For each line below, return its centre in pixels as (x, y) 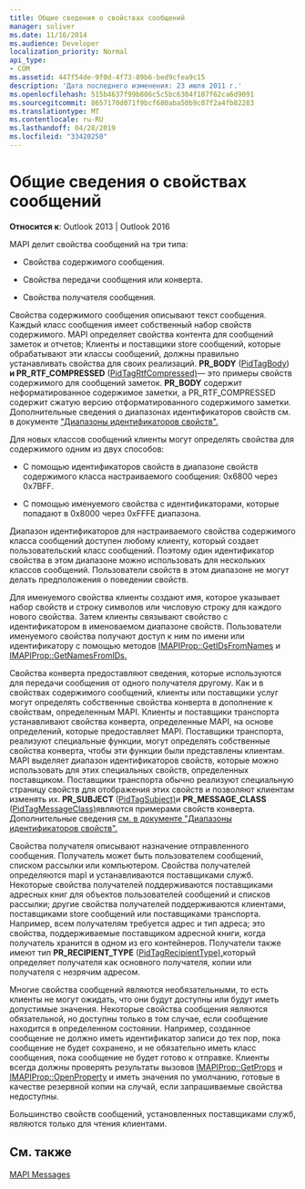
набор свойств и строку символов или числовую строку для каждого (146, 607)
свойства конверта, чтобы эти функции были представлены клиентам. (147, 750)
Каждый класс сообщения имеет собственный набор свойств (131, 324)
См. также (41, 1152)
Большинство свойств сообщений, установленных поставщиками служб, (152, 1113)
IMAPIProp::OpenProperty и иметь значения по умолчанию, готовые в (145, 1077)
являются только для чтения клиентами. (88, 1123)
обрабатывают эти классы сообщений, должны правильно (124, 353)
